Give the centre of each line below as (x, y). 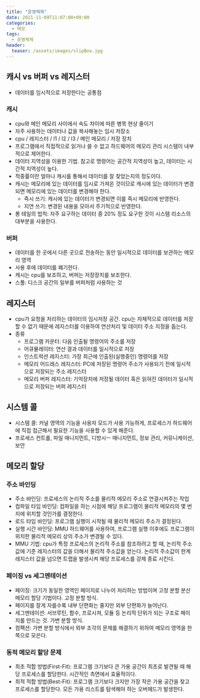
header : (16, 46)
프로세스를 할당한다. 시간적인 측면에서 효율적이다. (79, 674)
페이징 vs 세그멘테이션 (37, 576)
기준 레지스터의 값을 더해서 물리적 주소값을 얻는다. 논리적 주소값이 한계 (108, 551)
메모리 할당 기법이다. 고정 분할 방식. (56, 598)
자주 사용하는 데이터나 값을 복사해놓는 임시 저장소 (72, 131)
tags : (13, 34)
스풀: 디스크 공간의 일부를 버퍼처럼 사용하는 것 (69, 282)
